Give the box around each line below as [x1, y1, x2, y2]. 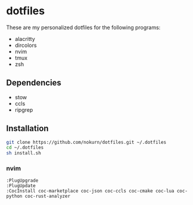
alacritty [14, 35, 36, 42]
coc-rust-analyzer [24, 193, 70, 200]
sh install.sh [6, 150, 42, 156]
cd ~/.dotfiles [6, 144, 44, 151]
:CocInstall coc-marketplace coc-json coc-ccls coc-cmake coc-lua [6, 188, 175, 194]
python [6, 193, 23, 200]
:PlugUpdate [6, 183, 36, 189]
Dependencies [6, 78, 61, 88]
